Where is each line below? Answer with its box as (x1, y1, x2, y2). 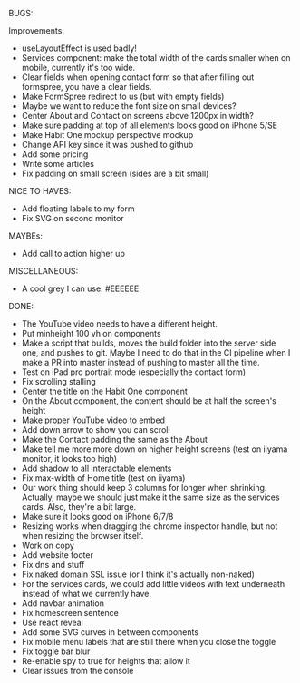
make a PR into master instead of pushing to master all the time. (21, 357, 260, 367)
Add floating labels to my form (21, 203, 135, 214)
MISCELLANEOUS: (8, 266, 79, 276)
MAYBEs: (8, 230, 43, 241)
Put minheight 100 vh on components (21, 328, 161, 338)
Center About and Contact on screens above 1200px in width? (21, 111, 255, 121)
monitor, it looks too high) (21, 454, 118, 463)
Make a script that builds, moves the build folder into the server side (21, 337, 276, 348)
